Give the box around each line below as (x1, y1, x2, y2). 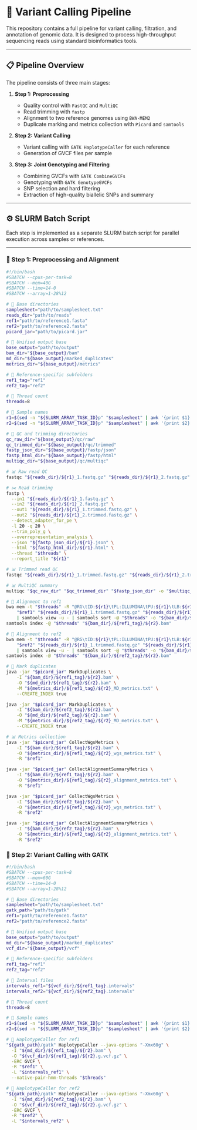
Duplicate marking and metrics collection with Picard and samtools (23, 120, 185, 128)
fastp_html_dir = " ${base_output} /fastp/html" (6, 452, 117, 459)
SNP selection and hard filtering (23, 185, 101, 192)
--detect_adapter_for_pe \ (11, 518, 77, 524)
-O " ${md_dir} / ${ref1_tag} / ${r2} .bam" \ (16, 680, 117, 686)
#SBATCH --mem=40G (6, 280, 51, 286)
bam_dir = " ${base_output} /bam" (6, 350, 80, 356)
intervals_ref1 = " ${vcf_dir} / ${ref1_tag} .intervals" (6, 983, 135, 989)
